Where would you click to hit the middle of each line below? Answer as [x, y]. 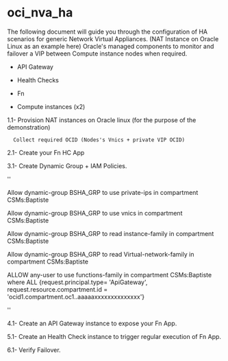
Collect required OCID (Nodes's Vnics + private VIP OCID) [99, 140]
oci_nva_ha [40, 13]
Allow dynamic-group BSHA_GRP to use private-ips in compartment [103, 192]
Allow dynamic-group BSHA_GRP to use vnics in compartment [95, 213]
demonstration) [29, 127]
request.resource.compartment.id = [58, 289]
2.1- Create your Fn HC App [46, 152]
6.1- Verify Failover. [34, 350]
